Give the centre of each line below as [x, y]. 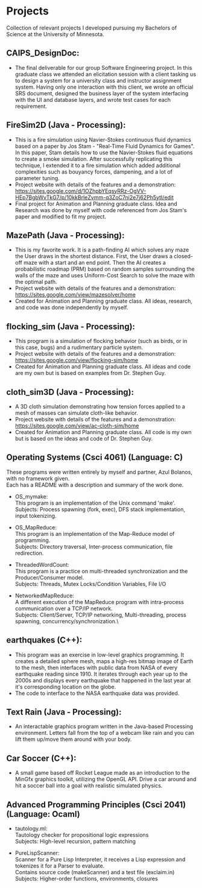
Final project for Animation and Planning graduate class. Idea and [96, 204]
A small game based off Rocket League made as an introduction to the [102, 773]
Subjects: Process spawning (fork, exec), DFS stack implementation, [100, 509]
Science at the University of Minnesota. [55, 34]
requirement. [31, 106]
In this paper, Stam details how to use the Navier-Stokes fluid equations [104, 153]
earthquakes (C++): [44, 640]
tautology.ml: [31, 829]
